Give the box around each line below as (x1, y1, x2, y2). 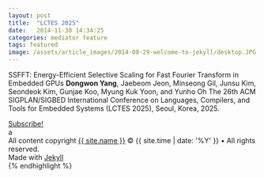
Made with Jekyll (8, 153, 64, 162)
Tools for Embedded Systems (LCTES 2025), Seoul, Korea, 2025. (8, 104, 220, 113)
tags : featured (8, 41, 58, 49)
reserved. (8, 144, 40, 153)
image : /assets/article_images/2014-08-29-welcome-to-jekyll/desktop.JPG (8, 48, 257, 56)
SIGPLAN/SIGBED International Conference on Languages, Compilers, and (8, 96, 251, 104)
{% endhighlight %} (8, 161, 73, 170)
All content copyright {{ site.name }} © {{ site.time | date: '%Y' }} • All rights (8, 136, 255, 145)
